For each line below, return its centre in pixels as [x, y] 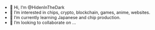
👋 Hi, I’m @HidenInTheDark [37, 7]
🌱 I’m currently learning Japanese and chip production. [65, 17]
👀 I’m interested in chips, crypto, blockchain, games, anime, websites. [80, 12]
